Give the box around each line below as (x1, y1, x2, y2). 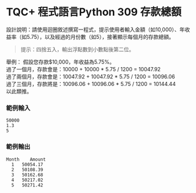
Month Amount (6, 157, 46, 162)
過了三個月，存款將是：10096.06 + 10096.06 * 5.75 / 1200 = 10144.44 (6, 80, 176, 87)
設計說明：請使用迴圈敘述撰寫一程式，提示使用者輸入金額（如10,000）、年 (6, 26, 185, 33)
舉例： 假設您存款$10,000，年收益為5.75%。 (6, 58, 115, 65)
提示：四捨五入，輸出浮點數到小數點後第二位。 (20, 45, 134, 53)
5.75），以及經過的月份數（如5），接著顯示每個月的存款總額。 (26, 33, 175, 40)
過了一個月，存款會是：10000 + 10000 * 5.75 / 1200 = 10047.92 (6, 65, 161, 72)
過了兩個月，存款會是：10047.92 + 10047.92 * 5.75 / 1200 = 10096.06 (6, 73, 175, 80)
